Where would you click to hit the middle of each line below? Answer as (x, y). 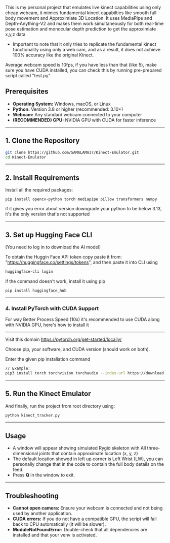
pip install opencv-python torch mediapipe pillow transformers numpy (81, 199)
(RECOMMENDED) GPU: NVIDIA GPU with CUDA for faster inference (84, 120)
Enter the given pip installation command (48, 359)
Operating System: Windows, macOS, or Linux (62, 104)
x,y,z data (15, 34)
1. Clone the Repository (42, 141)
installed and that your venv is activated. (55, 535)
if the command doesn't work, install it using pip (55, 281)
